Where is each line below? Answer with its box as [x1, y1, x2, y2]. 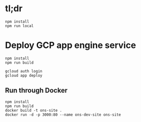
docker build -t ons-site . [5, 108, 62, 113]
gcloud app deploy [5, 73, 42, 78]
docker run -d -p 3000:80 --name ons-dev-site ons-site [5, 112, 121, 117]
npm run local [5, 23, 34, 28]
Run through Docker [5, 86, 68, 95]
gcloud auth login [5, 69, 42, 73]
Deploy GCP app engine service [5, 40, 136, 51]
